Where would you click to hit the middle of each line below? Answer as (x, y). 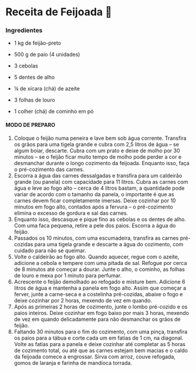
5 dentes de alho (34, 77)
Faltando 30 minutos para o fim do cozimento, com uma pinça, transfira (101, 331)
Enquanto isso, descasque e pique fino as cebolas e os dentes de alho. (100, 219)
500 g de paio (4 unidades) (47, 55)
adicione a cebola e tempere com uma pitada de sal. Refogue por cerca (100, 263)
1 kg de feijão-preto (38, 43)
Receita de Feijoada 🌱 (59, 12)
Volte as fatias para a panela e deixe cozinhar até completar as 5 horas (100, 344)
